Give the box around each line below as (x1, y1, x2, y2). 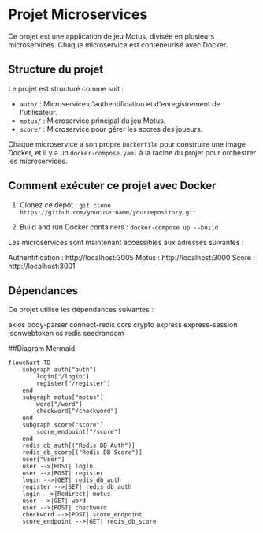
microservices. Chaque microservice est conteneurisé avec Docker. (8, 39, 228, 49)
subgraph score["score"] (22, 421, 104, 429)
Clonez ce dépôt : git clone (19, 199, 112, 210)
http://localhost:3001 (8, 261, 76, 270)
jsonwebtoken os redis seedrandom (8, 329, 124, 338)
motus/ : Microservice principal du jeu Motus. (19, 116, 166, 125)
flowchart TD (8, 359, 51, 367)
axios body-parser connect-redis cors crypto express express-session (8, 320, 238, 330)
